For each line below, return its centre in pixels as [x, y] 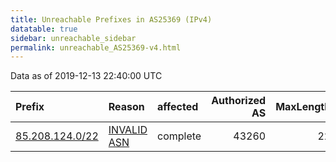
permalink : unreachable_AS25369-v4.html [96, 47]
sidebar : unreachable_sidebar [73, 38]
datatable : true [44, 29]
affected [178, 107]
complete [179, 136]
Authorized [239, 101]
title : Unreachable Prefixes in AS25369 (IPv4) [111, 19]
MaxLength [303, 107]
